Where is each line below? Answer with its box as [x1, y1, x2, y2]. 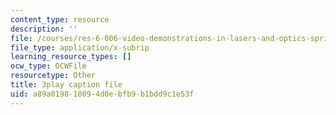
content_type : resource [10, 14, 110, 25]
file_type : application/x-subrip [10, 42, 150, 53]
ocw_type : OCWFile [10, 61, 87, 71]
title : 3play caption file [10, 80, 123, 90]
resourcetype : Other [10, 71, 97, 81]
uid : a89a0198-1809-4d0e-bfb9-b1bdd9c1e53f [10, 89, 195, 99]
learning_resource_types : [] [10, 52, 132, 62]
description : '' [10, 24, 78, 34]
